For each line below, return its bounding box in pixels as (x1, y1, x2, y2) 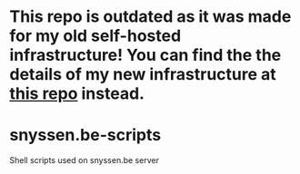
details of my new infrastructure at (9, 64, 277, 85)
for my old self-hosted (9, 25, 182, 46)
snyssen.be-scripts (9, 125, 162, 146)
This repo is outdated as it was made (9, 6, 292, 27)
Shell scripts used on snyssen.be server (9, 155, 159, 166)
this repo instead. (9, 83, 145, 104)
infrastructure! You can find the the (9, 45, 282, 65)
